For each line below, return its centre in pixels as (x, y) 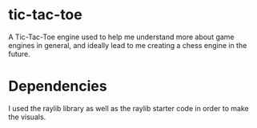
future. (19, 54)
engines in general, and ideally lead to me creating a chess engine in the (128, 45)
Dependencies (58, 86)
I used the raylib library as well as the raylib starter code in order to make (129, 108)
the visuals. (27, 117)
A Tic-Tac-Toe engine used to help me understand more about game (121, 37)
